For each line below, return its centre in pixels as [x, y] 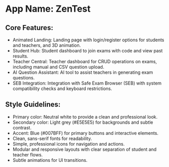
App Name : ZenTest [48, 9]
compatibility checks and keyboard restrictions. [62, 89]
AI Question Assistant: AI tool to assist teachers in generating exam [83, 72]
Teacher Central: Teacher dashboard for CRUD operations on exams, [85, 61]
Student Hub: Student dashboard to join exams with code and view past [88, 51]
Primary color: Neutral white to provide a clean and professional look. [85, 117]
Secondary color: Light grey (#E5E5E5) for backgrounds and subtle [83, 122]
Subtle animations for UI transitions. [50, 160]
